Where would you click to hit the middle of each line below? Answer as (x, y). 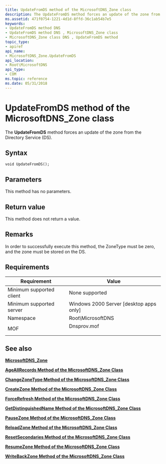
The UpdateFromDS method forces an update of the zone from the (73, 132)
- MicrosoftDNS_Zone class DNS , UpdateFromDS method (62, 38)
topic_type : (17, 42)
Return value (25, 207)
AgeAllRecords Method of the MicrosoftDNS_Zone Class (64, 370)
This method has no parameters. (38, 192)
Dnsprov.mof (84, 326)
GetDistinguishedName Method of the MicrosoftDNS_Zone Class (73, 409)
